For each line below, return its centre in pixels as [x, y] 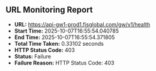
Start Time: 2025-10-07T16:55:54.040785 [67, 31]
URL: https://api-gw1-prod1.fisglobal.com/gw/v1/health [82, 24]
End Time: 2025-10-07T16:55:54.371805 [64, 37]
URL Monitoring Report [49, 10]
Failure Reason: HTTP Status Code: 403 [64, 63]
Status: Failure [33, 56]
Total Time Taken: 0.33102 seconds [59, 43]
